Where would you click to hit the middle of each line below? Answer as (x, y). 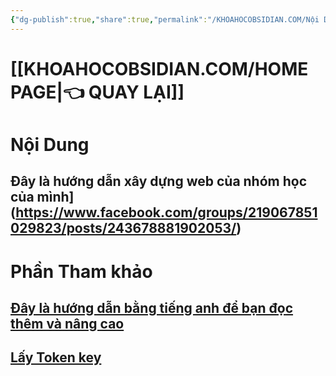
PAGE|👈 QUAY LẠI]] (97, 92)
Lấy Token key (56, 357)
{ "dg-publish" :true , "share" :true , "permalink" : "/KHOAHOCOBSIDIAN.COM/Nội (165, 19)
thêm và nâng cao (67, 323)
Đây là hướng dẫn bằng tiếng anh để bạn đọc (152, 307)
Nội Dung (50, 145)
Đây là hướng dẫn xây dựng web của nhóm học (159, 181)
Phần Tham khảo (81, 271)
